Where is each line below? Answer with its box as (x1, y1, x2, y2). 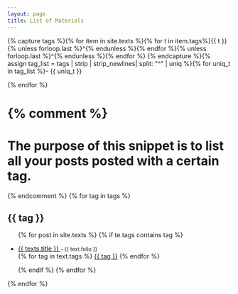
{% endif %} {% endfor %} (17, 266, 97, 274)
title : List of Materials (7, 17, 84, 24)
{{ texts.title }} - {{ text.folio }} (17, 244, 98, 253)
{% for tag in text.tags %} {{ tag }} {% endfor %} (17, 252, 160, 261)
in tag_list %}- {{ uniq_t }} (7, 67, 82, 75)
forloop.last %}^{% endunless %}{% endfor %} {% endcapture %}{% (7, 51, 211, 60)
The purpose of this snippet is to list (7, 138, 224, 153)
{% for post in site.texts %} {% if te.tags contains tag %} (17, 231, 183, 239)
